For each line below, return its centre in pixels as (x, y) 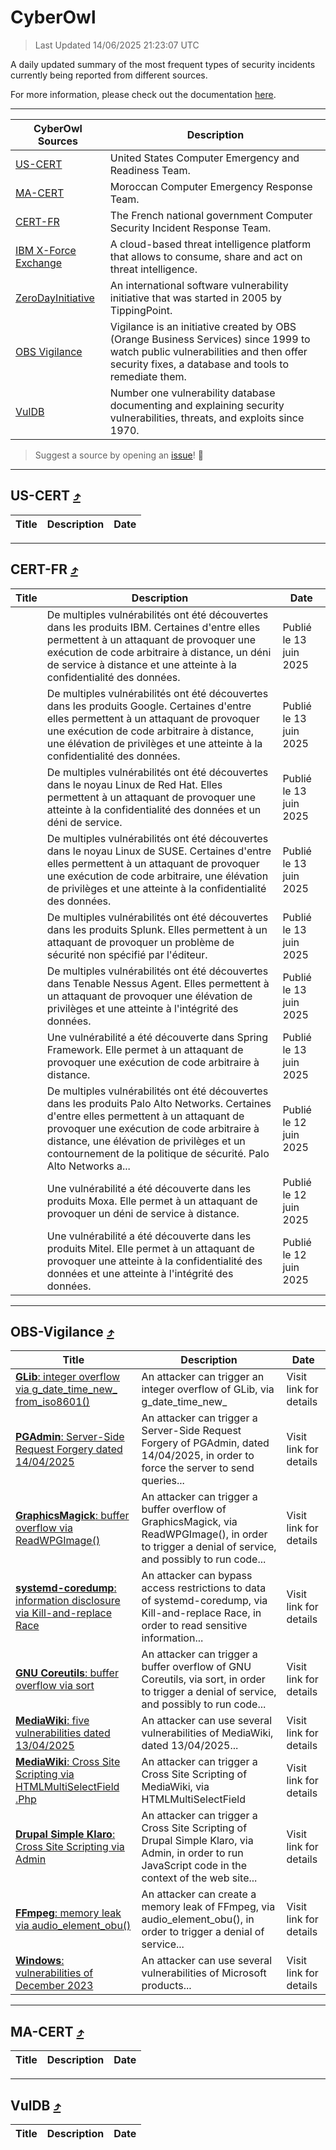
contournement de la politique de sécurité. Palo (158, 1153)
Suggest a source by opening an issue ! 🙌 (119, 455)
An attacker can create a (199, 1894)
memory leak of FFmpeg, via (208, 1907)
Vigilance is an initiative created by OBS (203, 326)
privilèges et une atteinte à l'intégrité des (142, 1008)
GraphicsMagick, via (189, 1522)
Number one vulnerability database (192, 393)
